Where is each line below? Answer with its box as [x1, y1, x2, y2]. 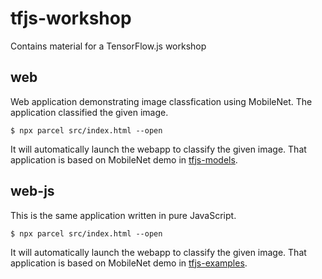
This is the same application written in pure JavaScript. [10, 209, 237, 221]
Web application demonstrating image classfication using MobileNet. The [10, 95, 313, 107]
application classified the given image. [10, 106, 169, 118]
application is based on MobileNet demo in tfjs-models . [10, 153, 238, 166]
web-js [10, 183, 55, 200]
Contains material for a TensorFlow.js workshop [10, 40, 207, 52]
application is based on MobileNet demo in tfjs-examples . [10, 257, 248, 269]
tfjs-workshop [10, 7, 132, 30]
